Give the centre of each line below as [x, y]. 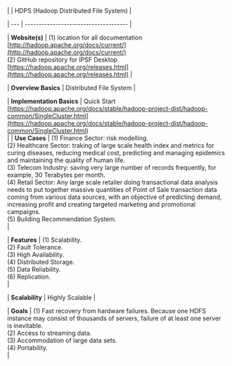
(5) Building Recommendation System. [62, 219]
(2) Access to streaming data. [50, 333]
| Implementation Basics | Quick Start [62, 101]
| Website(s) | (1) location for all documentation [75, 37]
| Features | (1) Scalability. [44, 240]
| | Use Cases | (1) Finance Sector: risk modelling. [78, 138]
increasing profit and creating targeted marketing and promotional [101, 204]
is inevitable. [25, 325]
